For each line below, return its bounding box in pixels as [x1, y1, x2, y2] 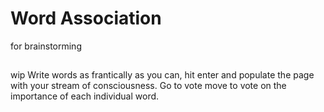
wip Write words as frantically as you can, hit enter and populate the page [10, 69, 315, 81]
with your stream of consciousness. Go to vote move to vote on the [10, 80, 287, 92]
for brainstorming [10, 40, 82, 52]
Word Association [10, 7, 162, 30]
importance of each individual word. [10, 90, 160, 102]
